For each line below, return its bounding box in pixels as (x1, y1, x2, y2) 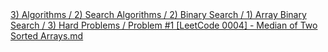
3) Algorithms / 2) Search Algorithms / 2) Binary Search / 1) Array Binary (10, 9, 307, 20)
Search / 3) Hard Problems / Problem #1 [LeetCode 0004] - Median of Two (10, 19, 318, 31)
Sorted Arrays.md (10, 30, 84, 42)
